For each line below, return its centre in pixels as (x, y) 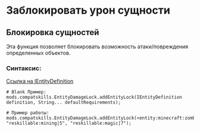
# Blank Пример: (26, 92)
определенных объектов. (38, 53)
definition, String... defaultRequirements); (63, 103)
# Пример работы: (28, 113)
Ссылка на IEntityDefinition (40, 81)
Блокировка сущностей (53, 32)
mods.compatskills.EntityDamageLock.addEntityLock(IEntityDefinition (94, 98)
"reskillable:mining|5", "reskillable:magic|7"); (69, 123)
